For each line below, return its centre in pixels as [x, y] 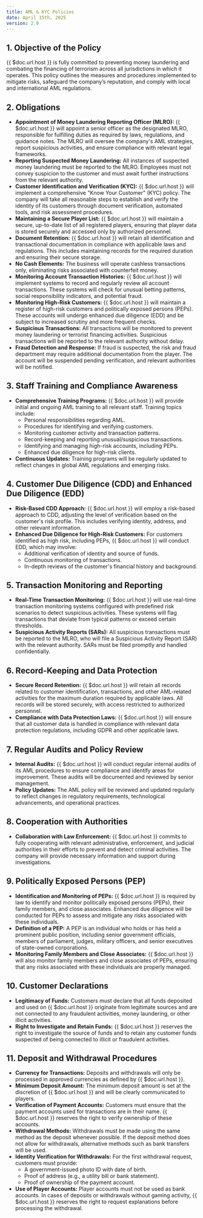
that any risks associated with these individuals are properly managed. [103, 967]
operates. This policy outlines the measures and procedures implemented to [101, 75]
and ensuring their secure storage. [58, 257]
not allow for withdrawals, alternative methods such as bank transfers [102, 1144]
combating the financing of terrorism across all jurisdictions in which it [94, 69]
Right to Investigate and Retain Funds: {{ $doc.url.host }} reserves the [104, 1026]
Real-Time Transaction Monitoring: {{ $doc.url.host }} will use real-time [105, 600]
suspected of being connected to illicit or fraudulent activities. [92, 1039]
